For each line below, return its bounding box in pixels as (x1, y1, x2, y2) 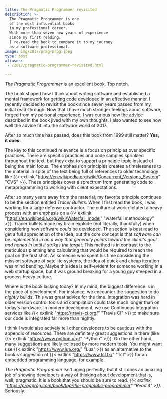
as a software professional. (9, 44, 70, 49)
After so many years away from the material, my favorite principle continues (5, 194, 161, 200)
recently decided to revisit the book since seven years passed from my (5, 101, 151, 107)
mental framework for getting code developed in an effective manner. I (5, 96, 151, 102)
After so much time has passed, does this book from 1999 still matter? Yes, (5, 132, 159, 138)
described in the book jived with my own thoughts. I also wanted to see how (5, 117, 161, 123)
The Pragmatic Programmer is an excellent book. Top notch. (5, 81, 129, 87)
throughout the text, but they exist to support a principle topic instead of (5, 158, 154, 164)
